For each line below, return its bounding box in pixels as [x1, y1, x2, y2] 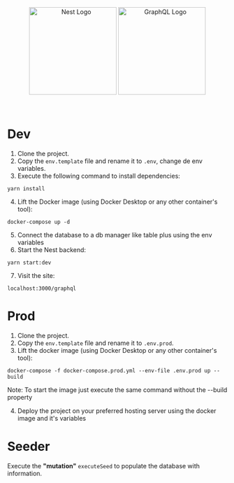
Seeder [7, 439, 50, 454]
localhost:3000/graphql [7, 285, 77, 292]
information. [7, 469, 43, 477]
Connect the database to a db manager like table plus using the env [17, 230, 212, 239]
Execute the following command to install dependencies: [17, 171, 180, 180]
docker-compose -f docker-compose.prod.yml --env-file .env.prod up [7, 367, 211, 374]
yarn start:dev [7, 259, 52, 266]
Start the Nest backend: [17, 245, 86, 254]
